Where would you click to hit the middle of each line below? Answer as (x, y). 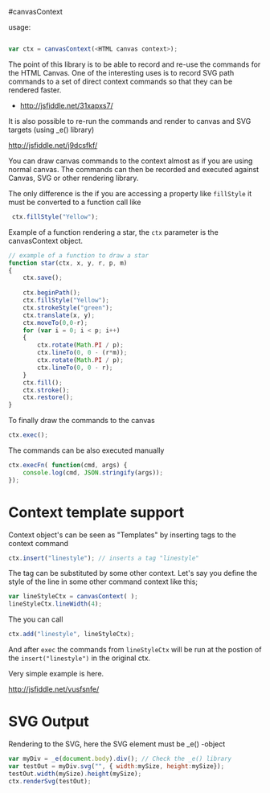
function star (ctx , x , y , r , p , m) (68, 263)
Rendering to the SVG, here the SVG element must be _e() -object (117, 744)
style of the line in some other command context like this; (103, 581)
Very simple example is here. (56, 674)
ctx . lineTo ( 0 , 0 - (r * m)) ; (82, 353)
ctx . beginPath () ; (52, 293)
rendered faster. (35, 90)
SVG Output (49, 722)
